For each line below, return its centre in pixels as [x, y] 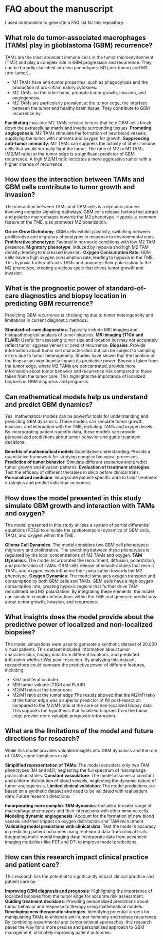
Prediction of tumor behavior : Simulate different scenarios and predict [76, 462]
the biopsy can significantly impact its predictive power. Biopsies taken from [81, 361]
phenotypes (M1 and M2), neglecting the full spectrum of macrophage [75, 770]
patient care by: [21, 881]
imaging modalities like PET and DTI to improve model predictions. [71, 842]
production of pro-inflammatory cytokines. [55, 87]
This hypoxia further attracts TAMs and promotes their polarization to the [78, 262]
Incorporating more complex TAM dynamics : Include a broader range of [78, 805]
